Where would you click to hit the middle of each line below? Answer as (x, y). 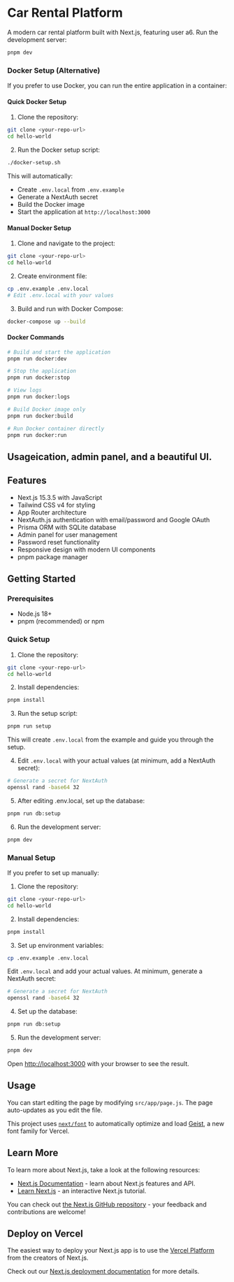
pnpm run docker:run (37, 435)
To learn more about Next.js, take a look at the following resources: (104, 1169)
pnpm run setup (29, 726)
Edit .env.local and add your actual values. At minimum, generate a (105, 971)
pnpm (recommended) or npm (61, 621)
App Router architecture (52, 512)
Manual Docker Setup (39, 228)
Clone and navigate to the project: (66, 243)
